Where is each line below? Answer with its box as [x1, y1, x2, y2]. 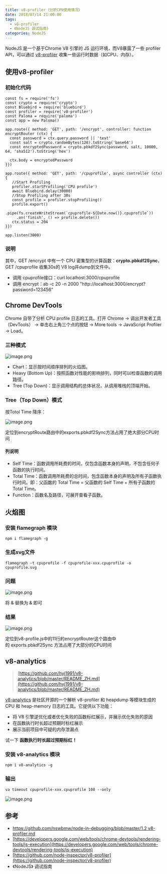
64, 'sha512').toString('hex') [5, 149, 71, 154]
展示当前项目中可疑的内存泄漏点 [12, 726, 79, 732]
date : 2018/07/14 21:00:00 [5, 12, 62, 17]
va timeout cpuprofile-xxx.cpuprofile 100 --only [5, 787, 111, 792]
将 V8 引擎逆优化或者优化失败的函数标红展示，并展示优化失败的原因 [12, 714, 153, 720]
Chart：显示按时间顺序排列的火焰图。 [12, 364, 90, 370]
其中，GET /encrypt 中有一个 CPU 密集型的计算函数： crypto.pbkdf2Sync [5, 258, 158, 264]
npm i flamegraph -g [5, 536, 49, 541]
